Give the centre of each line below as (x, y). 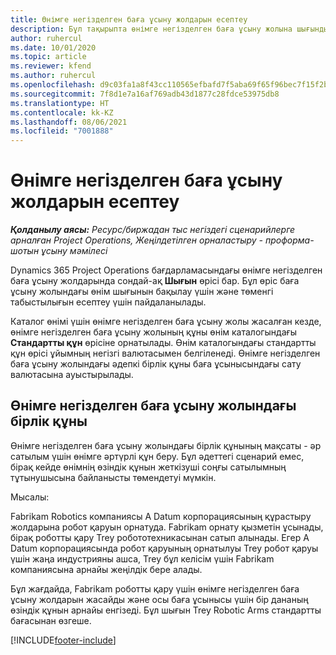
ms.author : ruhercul (53, 76)
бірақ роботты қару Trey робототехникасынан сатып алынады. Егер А (160, 537)
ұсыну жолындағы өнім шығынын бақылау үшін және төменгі (142, 292)
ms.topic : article (48, 57)
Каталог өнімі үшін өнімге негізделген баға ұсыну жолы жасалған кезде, (166, 322)
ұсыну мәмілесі (74, 251)
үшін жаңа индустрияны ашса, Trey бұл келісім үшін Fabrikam (142, 558)
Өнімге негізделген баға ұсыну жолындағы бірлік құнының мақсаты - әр (166, 445)
